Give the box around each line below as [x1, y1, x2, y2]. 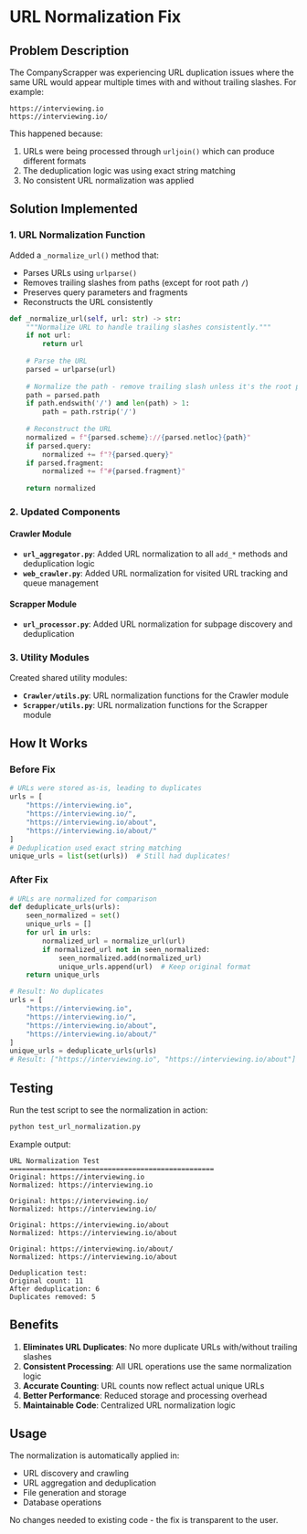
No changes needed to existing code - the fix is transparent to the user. [9, 1515, 279, 1526]
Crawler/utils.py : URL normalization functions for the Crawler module [22, 690, 290, 701]
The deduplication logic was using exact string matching [22, 165, 236, 175]
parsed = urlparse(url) [26, 365, 117, 374]
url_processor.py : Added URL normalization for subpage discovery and [22, 619, 293, 629]
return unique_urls [26, 970, 101, 979]
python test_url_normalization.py [9, 1122, 142, 1131]
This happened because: [9, 128, 103, 139]
